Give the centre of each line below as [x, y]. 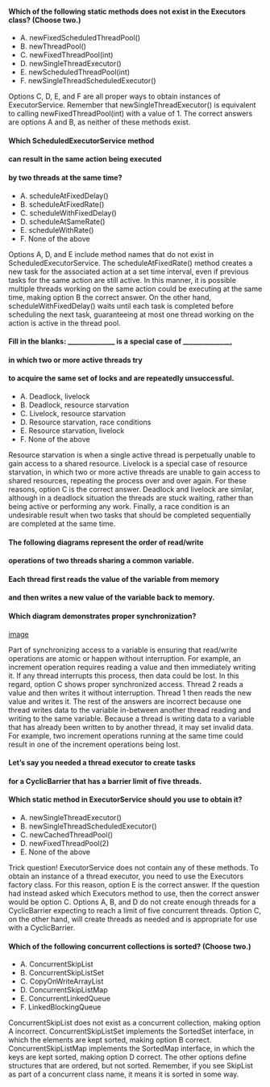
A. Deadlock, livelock [55, 396]
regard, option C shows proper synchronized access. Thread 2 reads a [126, 684]
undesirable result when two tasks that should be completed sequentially [130, 515]
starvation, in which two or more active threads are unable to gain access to [134, 472]
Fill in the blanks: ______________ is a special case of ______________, [120, 341]
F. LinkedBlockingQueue [60, 1007]
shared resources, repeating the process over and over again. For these [128, 480]
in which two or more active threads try [75, 360]
